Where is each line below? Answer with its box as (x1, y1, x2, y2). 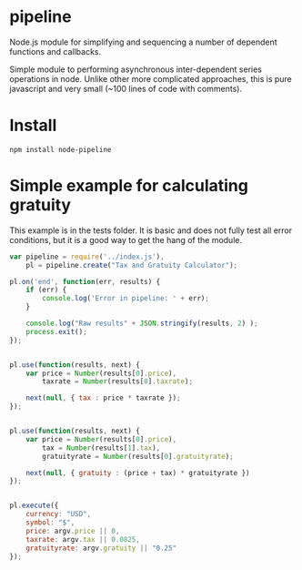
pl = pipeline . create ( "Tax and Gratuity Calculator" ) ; (25, 260, 238, 270)
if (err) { (25, 285, 67, 295)
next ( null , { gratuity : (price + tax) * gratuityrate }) (25, 468, 250, 477)
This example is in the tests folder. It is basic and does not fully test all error (9, 225, 293, 236)
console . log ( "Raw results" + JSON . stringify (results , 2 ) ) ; (25, 319, 258, 329)
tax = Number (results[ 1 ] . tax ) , (42, 443, 161, 453)
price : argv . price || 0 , (25, 526, 120, 535)
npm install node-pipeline (9, 145, 112, 154)
